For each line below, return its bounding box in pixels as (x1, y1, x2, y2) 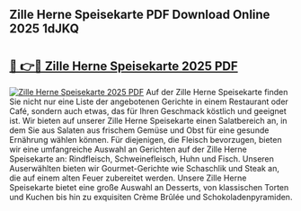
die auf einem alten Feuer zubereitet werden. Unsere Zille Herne (9, 172, 247, 183)
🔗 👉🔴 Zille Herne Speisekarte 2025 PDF (9, 58, 238, 74)
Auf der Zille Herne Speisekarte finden (146, 87, 288, 97)
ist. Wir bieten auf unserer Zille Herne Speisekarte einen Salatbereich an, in (9, 116, 288, 126)
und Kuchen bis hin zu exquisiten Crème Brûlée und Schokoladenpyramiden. (9, 192, 293, 202)
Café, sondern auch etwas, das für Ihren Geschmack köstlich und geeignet (9, 106, 288, 116)
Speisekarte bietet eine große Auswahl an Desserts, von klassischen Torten (9, 182, 289, 192)
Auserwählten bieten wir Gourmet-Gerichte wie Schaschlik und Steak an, (9, 163, 280, 173)
